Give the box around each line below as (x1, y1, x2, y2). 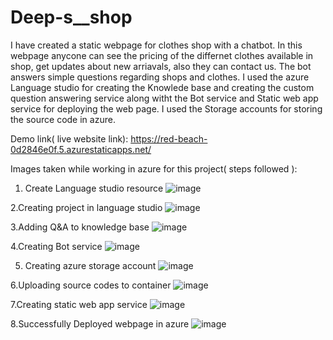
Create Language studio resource (24, 182, 164, 194)
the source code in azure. (10, 113, 116, 125)
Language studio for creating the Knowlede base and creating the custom (10, 81, 315, 93)
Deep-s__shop (10, 6, 133, 29)
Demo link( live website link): (10, 132, 129, 145)
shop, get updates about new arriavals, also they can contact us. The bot (10, 60, 312, 72)
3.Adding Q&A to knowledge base (10, 221, 150, 233)
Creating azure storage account (24, 259, 157, 271)
